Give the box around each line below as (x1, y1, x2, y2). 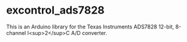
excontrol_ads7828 (6, 4, 105, 17)
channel (6, 29, 26, 36)
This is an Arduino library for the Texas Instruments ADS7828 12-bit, (6, 23, 174, 30)
